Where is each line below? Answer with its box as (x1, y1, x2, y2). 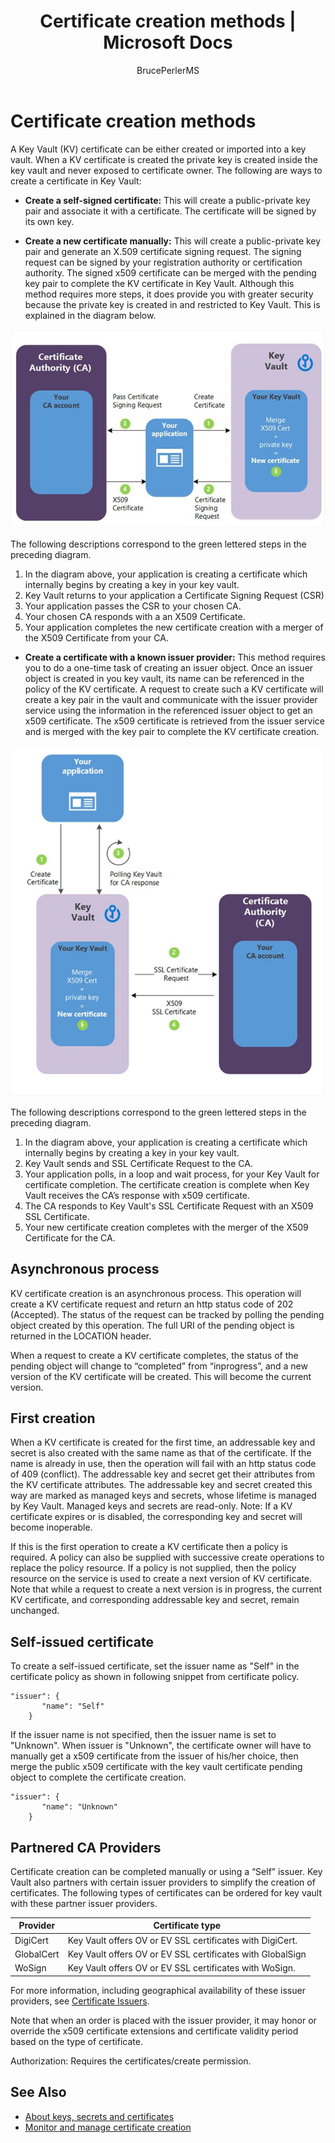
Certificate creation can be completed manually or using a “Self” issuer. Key (10, 1865, 323, 1877)
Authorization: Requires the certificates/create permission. (10, 2055, 252, 2067)
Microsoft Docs (103, 31, 233, 54)
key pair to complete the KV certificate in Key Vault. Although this (24, 277, 295, 289)
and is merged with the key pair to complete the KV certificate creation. (24, 725, 320, 737)
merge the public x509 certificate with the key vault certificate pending (10, 1761, 303, 1773)
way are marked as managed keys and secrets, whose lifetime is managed (10, 1490, 317, 1502)
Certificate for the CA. (24, 1231, 116, 1244)
